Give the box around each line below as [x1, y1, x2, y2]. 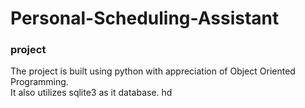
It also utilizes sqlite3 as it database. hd [10, 87, 173, 99]
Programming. [10, 76, 69, 88]
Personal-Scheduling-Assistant [10, 7, 280, 30]
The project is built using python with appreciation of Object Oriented [10, 65, 296, 77]
